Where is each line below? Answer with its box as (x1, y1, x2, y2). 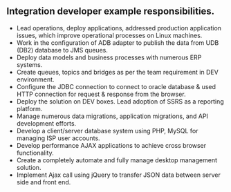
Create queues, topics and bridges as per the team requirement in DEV (16, 68, 219, 76)
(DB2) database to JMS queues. (16, 46, 108, 54)
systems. (16, 60, 43, 68)
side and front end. (16, 177, 71, 186)
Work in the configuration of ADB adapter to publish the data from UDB (16, 38, 219, 47)
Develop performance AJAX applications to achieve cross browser (16, 141, 207, 149)
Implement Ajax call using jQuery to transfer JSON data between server (16, 171, 221, 179)
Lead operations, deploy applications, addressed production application (16, 23, 222, 32)
